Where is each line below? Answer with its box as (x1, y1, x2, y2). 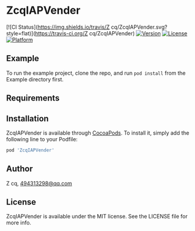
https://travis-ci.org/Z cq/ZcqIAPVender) (35, 29, 135, 37)
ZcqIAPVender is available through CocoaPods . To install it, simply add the (6, 129, 190, 136)
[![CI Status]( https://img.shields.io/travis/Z (6, 23, 110, 31)
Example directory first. (6, 75, 64, 83)
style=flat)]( (6, 29, 36, 37)
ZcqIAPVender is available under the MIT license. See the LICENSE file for (6, 213, 188, 220)
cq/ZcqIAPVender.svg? (111, 23, 168, 31)
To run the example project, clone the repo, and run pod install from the (6, 69, 186, 77)
